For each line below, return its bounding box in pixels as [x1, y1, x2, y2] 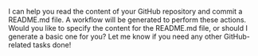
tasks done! [33, 40, 72, 50]
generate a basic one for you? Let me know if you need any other [8, 32, 223, 41]
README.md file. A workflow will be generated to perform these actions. [8, 15, 247, 24]
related [8, 40, 32, 50]
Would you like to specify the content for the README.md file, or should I [8, 24, 248, 32]
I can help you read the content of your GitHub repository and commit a [8, 7, 243, 16]
